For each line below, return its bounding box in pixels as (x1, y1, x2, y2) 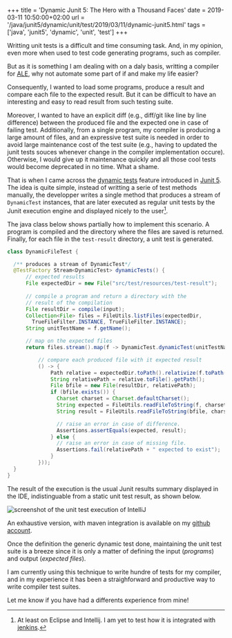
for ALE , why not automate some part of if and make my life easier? (7, 69, 199, 78)
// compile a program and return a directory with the (25, 292, 187, 300)
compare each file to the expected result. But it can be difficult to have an (7, 90, 216, 98)
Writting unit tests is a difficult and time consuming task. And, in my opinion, (7, 42, 223, 49)
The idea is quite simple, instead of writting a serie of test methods (7, 184, 197, 191)
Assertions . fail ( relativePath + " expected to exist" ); (56, 446, 221, 453)
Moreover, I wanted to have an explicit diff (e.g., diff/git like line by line (7, 111, 207, 119)
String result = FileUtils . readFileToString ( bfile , (56, 408, 209, 415)
